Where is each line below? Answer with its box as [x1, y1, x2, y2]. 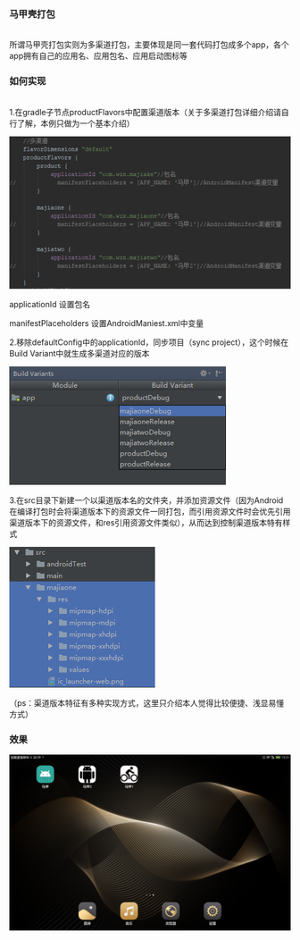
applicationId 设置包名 [9, 299, 91, 310]
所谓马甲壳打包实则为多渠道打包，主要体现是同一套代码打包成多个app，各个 [9, 39, 290, 50]
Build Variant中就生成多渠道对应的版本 [9, 348, 150, 359]
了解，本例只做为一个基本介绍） [16, 118, 135, 129]
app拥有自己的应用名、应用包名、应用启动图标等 [9, 51, 188, 62]
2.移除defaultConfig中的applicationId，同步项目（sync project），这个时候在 [9, 337, 288, 348]
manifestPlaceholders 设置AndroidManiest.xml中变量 [9, 318, 204, 329]
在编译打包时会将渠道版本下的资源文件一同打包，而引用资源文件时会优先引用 [9, 507, 291, 517]
